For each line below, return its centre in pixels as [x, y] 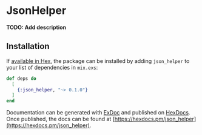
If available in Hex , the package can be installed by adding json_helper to [98, 61]
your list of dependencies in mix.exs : [52, 67]
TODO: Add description [36, 27]
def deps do [21, 78]
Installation [28, 46]
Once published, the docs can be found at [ [61, 119]
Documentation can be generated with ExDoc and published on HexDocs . [98, 113]
